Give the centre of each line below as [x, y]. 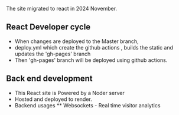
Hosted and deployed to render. [53, 99]
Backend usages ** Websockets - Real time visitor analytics [87, 105]
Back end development [49, 79]
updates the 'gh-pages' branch [53, 54]
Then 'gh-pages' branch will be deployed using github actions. [91, 60]
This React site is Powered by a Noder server [70, 93]
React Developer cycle [48, 27]
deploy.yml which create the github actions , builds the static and [94, 47]
